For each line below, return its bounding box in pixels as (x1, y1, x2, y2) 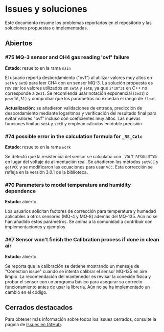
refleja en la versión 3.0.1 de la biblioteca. (5, 169, 88, 175)
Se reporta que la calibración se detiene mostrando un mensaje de (5, 263, 140, 269)
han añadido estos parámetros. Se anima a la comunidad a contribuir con (5, 219, 153, 224)
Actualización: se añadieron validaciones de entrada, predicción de (5, 105, 142, 111)
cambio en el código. (5, 289, 47, 295)
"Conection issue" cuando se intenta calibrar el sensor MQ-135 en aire (5, 268, 147, 274)
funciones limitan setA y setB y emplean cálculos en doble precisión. (5, 120, 143, 126)
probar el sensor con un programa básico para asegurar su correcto (5, 278, 143, 284)
